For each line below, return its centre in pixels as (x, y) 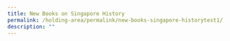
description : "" (31, 26)
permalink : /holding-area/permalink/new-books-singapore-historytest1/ (115, 20)
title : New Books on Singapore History (66, 14)
